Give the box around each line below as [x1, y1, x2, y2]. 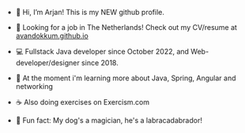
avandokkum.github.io [15, 31, 89, 40]
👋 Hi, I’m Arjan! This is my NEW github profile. [15, 8, 164, 17]
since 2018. [81, 58, 119, 67]
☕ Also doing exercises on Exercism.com [15, 98, 150, 106]
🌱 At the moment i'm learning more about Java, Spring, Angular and [15, 73, 236, 83]
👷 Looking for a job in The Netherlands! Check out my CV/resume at [15, 23, 237, 31]
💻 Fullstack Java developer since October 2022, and [15, 47, 190, 56]
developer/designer [15, 58, 81, 67]
